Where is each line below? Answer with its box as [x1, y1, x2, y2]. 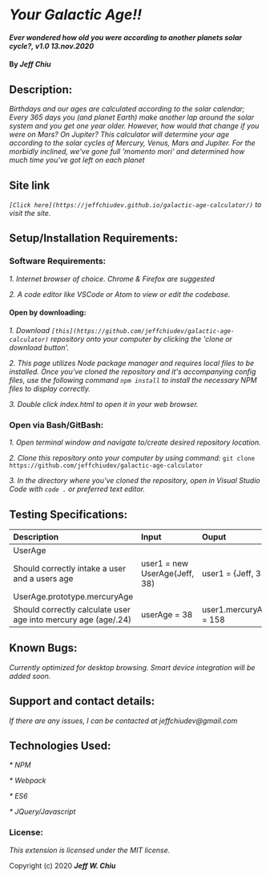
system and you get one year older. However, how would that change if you [9, 121, 260, 131]
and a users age [13, 573, 74, 583]
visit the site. [9, 209, 51, 217]
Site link [9, 178, 50, 192]
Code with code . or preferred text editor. [9, 484, 146, 494]
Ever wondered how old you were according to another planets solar [9, 32, 243, 42]
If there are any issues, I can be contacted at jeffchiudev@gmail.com [9, 716, 238, 726]
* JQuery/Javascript [9, 807, 76, 816]
